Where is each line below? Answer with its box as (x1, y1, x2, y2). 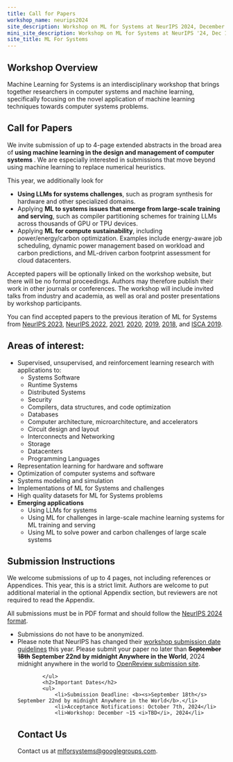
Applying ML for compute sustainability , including (17, 226, 163, 235)
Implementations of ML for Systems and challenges (17, 484, 165, 492)
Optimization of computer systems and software (17, 469, 155, 477)
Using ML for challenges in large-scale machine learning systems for (27, 513, 225, 521)
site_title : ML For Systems (7, 36, 89, 43)
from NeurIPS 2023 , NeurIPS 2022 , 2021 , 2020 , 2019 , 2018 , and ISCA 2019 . (7, 320, 223, 328)
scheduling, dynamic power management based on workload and (17, 241, 205, 250)
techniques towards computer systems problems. (7, 102, 149, 110)
